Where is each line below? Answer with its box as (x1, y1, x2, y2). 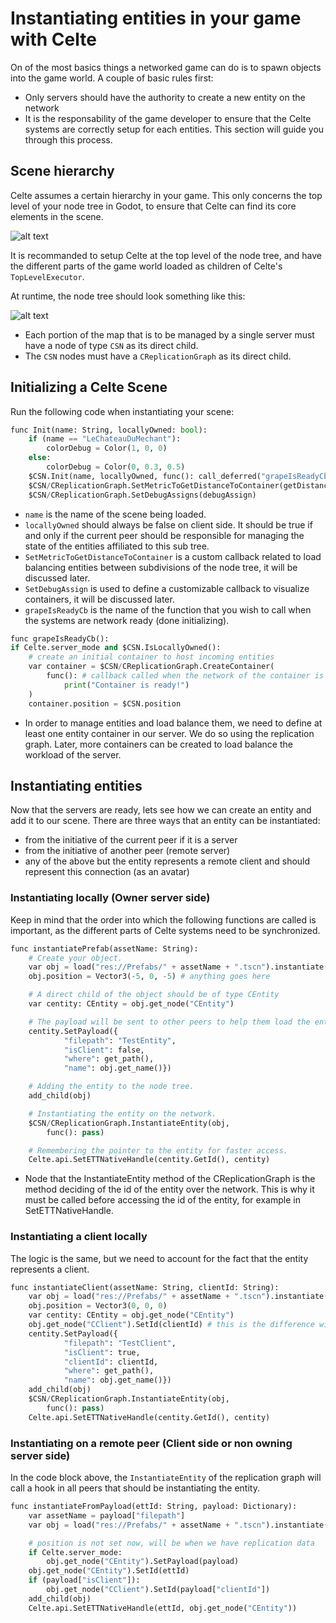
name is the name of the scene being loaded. (24, 508, 207, 520)
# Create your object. (28, 953, 123, 963)
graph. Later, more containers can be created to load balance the (24, 738, 293, 750)
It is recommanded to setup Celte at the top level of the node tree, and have (10, 249, 323, 261)
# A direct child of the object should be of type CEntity (28, 990, 280, 1000)
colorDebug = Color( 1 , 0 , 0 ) (46, 443, 168, 454)
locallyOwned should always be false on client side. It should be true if (24, 518, 313, 531)
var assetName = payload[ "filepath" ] (28, 1510, 186, 1521)
